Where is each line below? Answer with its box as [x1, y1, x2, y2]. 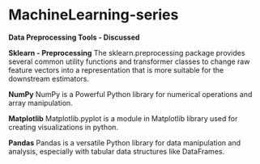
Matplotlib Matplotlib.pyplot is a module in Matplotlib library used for [8, 113, 238, 123]
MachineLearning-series [8, 6, 179, 24]
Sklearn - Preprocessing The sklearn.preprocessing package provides [8, 48, 245, 57]
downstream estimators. [8, 74, 89, 83]
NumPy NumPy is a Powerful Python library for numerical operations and [8, 89, 253, 99]
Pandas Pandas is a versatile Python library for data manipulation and [8, 137, 241, 147]
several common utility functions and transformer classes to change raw [8, 57, 250, 66]
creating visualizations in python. [8, 122, 119, 132]
